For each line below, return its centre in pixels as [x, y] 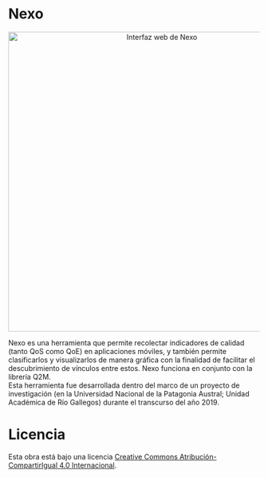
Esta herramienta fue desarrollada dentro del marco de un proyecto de [124, 385]
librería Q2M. [30, 376]
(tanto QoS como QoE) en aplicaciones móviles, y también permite [118, 351]
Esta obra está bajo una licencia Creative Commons [93, 456]
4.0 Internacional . [88, 465]
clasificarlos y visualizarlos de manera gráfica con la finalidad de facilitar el [132, 360]
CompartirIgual [33, 465]
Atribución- [198, 456]
